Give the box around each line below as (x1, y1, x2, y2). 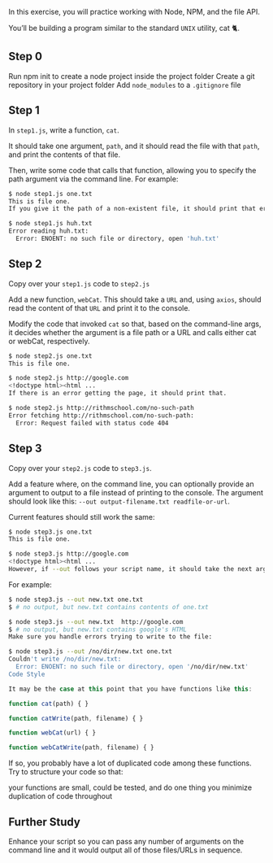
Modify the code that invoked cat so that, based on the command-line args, (8, 319, 262, 329)
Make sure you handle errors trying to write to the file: (8, 633, 213, 641)
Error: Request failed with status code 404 (15, 419, 169, 427)
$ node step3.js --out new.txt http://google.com (8, 617, 184, 625)
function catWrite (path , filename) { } (8, 714, 144, 722)
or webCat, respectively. (8, 336, 90, 346)
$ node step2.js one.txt (8, 351, 93, 360)
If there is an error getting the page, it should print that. (8, 390, 227, 398)
